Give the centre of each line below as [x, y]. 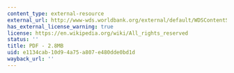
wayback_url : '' [31, 59]
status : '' [23, 40]
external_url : [28, 20]
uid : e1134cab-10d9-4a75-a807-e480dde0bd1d [71, 53]
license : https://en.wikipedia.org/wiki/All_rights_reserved [98, 33]
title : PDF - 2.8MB [36, 46]
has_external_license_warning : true [60, 26]
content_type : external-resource [56, 14]
